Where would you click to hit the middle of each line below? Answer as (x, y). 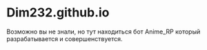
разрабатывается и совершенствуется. (65, 38)
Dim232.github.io (58, 13)
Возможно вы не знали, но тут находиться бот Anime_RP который (103, 32)
